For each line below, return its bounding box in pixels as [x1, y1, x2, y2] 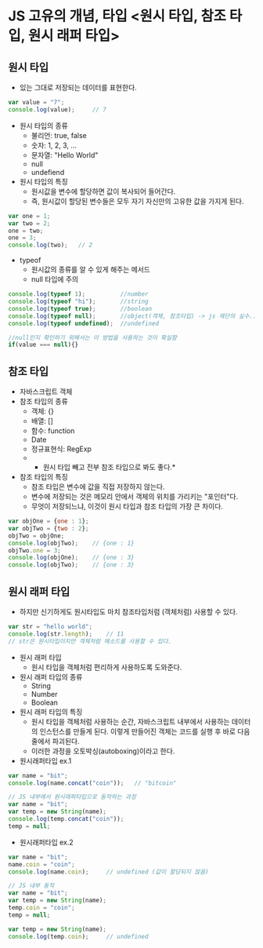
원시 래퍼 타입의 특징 [19, 707, 83, 716]
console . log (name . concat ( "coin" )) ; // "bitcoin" [8, 778, 177, 787]
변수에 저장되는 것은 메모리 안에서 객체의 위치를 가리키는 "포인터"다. [31, 492, 239, 501]
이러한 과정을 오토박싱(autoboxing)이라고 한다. [31, 746, 175, 756]
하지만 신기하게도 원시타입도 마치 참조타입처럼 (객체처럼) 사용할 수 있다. [19, 607, 238, 616]
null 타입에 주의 [31, 275, 79, 284]
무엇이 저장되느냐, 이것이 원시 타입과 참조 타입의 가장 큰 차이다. [31, 501, 223, 511]
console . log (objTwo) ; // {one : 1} [8, 539, 135, 547]
